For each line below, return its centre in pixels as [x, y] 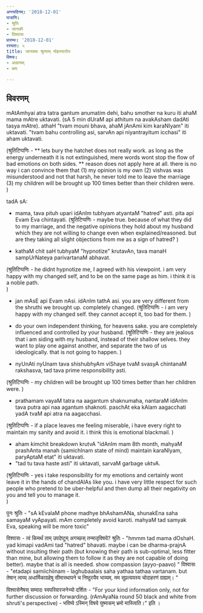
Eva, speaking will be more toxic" [48, 527]
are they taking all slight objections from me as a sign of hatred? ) [97, 239]
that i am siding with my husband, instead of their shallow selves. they [102, 339]
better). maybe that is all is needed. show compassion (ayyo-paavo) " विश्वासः [101, 564]
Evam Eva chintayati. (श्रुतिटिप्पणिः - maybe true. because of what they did [103, 220]
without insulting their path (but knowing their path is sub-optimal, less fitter [101, 552]
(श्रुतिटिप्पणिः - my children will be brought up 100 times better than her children [101, 382]
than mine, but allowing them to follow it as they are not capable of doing [97, 558]
